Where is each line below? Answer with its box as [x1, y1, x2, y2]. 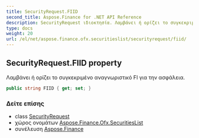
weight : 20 [6, 31, 33, 37]
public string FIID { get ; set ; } [6, 85, 92, 91]
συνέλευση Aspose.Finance [14, 125, 84, 132]
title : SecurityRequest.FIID [6, 8, 78, 15]
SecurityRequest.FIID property [6, 58, 123, 68]
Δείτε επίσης [6, 99, 44, 107]
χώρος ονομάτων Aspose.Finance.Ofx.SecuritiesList [14, 119, 143, 126]
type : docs [6, 25, 33, 31]
